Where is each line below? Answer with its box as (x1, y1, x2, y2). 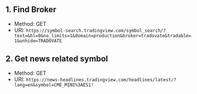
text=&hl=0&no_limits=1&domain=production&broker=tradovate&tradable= (14, 32, 192, 39)
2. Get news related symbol (5, 54, 109, 64)
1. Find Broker (5, 5, 57, 15)
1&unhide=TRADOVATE (14, 38, 63, 43)
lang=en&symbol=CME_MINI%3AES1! (14, 82, 94, 88)
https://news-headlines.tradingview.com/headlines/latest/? (25, 76, 177, 83)
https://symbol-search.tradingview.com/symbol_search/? (25, 28, 166, 33)
